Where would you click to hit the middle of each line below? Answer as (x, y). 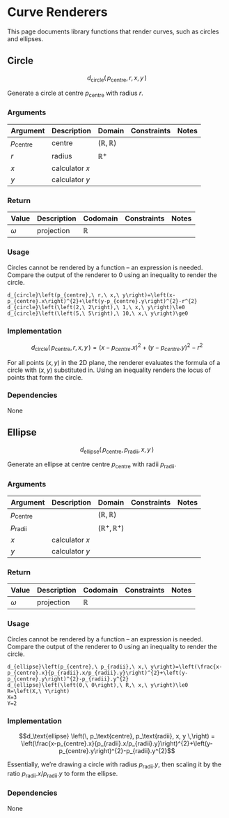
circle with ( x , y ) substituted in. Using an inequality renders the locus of (109, 370)
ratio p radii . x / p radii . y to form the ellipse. (63, 774)
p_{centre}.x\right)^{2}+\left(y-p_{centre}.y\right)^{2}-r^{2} (102, 301)
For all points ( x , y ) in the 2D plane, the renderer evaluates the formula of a (114, 362)
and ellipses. (25, 38)
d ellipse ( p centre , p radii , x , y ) (117, 450)
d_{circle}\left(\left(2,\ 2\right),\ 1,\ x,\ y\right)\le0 (96, 307)
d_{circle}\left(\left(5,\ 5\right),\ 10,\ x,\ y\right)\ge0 (98, 313)
